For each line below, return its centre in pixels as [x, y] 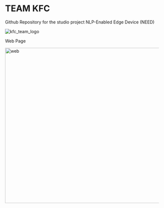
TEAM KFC [28, 9]
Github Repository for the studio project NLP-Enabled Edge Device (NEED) [80, 22]
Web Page [15, 41]
